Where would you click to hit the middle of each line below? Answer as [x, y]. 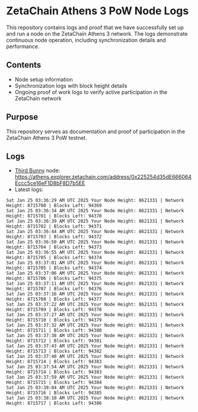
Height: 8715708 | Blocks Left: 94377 [54, 299]
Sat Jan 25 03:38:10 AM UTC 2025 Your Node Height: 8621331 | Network [95, 398]
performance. [23, 46]
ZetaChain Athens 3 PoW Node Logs [98, 11]
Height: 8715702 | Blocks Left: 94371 [54, 227]
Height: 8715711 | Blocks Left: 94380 [54, 331]
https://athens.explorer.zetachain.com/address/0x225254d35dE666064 [103, 177]
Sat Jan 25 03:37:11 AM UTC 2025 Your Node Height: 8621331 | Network [95, 284]
